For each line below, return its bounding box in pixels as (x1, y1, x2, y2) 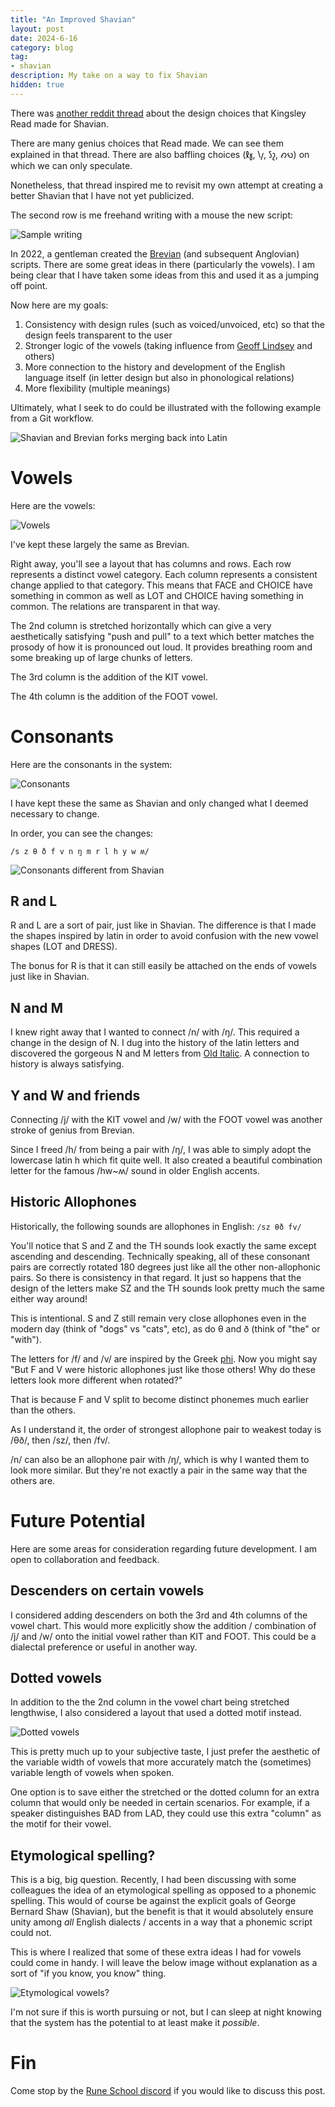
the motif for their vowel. (10, 1818, 112, 1830)
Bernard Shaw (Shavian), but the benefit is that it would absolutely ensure (10, 1906, 314, 1918)
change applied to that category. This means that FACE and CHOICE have (10, 579, 313, 591)
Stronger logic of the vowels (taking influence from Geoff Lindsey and (24, 339, 313, 351)
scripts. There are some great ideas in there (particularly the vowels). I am (10, 258, 315, 270)
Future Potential (10, 1510, 146, 1533)
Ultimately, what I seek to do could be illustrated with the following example (10, 401, 322, 413)
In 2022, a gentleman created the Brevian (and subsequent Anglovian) (10, 247, 300, 260)
